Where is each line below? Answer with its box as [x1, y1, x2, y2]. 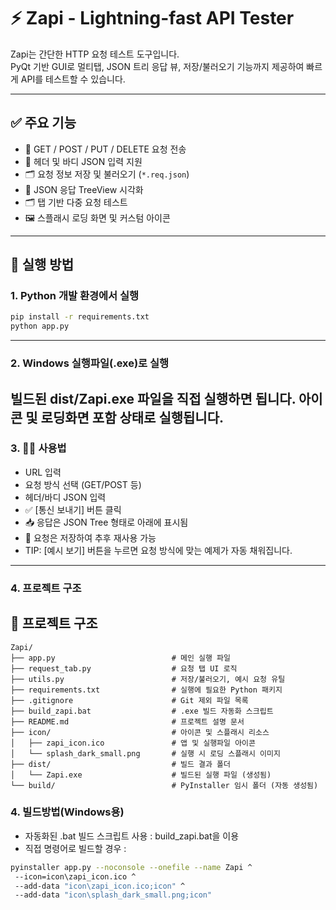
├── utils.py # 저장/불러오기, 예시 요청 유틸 [10, 674, 286, 684]
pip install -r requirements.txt [10, 312, 150, 322]
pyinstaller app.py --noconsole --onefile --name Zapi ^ [10, 862, 253, 872]
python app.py [10, 321, 70, 332]
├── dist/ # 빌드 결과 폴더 [10, 759, 231, 769]
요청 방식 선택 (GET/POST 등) [24, 478, 142, 490]
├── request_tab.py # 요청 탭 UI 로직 [10, 663, 238, 674]
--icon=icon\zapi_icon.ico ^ [14, 871, 137, 882]
